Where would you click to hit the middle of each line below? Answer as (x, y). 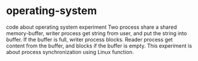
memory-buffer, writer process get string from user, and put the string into (97, 33)
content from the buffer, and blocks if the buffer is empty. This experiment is (99, 46)
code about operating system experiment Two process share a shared (92, 27)
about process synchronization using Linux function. (70, 52)
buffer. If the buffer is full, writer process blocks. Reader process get (90, 39)
